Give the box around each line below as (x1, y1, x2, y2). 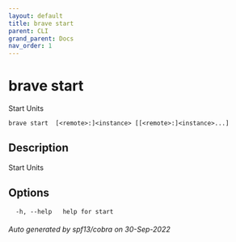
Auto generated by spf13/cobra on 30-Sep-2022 (8, 224, 171, 235)
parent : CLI (8, 27, 48, 35)
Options (8, 186, 50, 200)
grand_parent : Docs (8, 34, 74, 43)
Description (8, 141, 69, 155)
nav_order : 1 (8, 42, 53, 50)
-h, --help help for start (15, 207, 114, 215)
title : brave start (8, 19, 74, 28)
